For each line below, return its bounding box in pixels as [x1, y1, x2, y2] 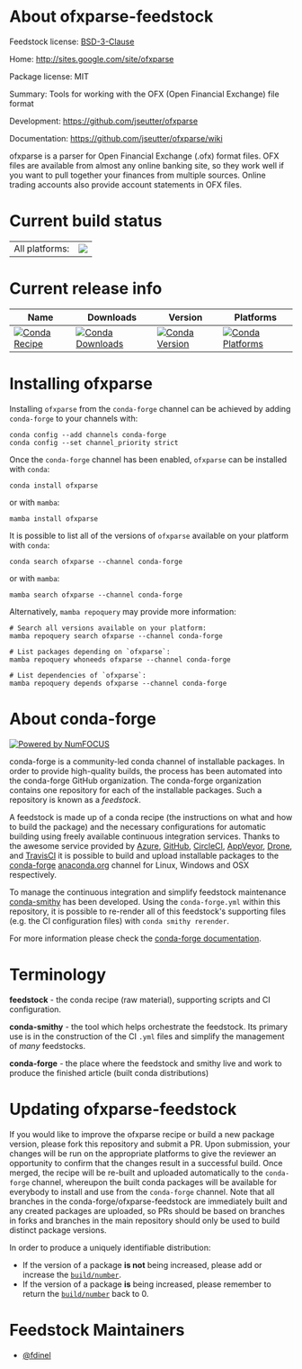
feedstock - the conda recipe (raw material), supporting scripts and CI [9, 994, 271, 1005]
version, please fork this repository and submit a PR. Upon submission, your [9, 1138, 290, 1149]
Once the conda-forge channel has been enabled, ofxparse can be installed [9, 453, 288, 465]
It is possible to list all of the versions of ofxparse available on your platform [9, 530, 289, 541]
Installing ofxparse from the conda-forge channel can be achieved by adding [9, 403, 291, 414]
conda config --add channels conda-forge [9, 430, 167, 439]
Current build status [9, 211, 163, 232]
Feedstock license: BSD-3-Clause [9, 36, 135, 47]
